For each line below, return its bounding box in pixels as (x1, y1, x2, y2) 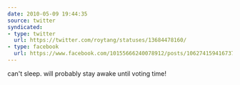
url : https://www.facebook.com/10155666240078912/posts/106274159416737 (14, 50, 235, 57)
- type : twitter (7, 30, 56, 38)
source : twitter (7, 17, 56, 24)
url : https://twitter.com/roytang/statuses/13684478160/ (14, 37, 187, 44)
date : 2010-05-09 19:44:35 (7, 10, 88, 18)
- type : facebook (7, 43, 59, 50)
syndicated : (7, 23, 43, 30)
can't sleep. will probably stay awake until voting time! (7, 69, 166, 78)
